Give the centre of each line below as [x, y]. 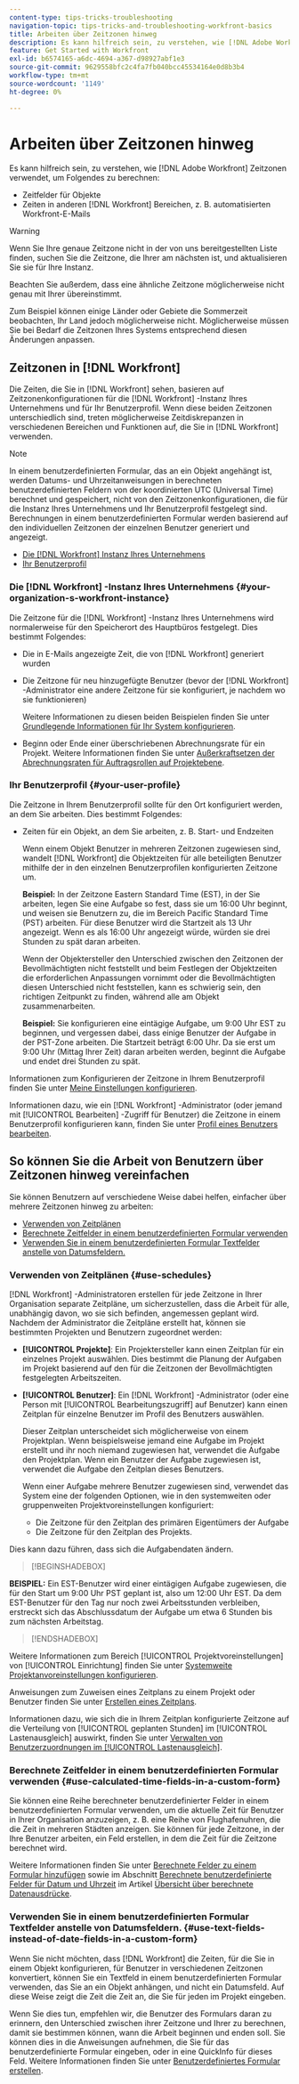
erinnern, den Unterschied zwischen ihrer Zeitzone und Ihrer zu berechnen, [148, 2023]
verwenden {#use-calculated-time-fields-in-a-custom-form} [145, 1781]
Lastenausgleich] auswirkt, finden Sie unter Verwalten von [116, 1738]
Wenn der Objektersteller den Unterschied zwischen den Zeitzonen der [153, 959]
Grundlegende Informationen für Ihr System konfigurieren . [129, 726]
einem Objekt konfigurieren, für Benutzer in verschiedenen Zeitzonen [136, 1967]
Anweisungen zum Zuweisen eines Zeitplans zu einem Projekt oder [132, 1691]
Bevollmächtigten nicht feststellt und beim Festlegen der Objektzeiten [149, 968]
